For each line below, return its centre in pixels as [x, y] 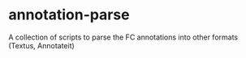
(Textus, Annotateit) [41, 45]
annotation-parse [69, 15]
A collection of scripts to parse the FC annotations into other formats [123, 37]
